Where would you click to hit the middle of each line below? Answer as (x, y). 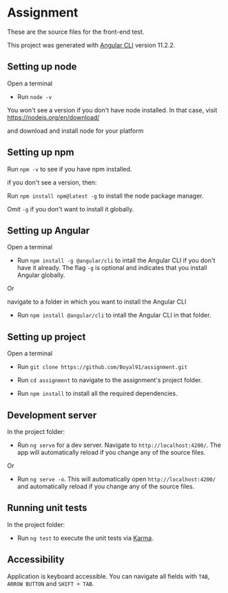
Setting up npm (41, 153)
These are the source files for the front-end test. (76, 32)
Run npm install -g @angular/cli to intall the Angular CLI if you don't (116, 260)
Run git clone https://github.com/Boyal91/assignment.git (102, 367)
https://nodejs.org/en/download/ (53, 117)
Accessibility (36, 560)
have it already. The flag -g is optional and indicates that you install (112, 268)
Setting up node (42, 67)
